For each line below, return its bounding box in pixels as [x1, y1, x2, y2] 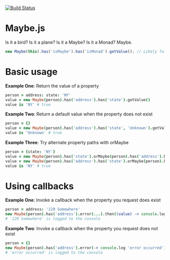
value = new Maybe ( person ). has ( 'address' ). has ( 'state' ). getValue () [5, 97, 151, 102]
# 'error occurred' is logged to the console [5, 250, 103, 255]
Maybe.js [5, 23, 46, 34]
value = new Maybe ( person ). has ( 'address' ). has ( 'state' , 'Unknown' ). [5, 125, 153, 131]
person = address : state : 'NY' [5, 93, 71, 98]
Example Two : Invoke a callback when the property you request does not [5, 226, 158, 232]
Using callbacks [5, 180, 74, 192]
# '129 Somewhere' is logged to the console [5, 216, 101, 222]
